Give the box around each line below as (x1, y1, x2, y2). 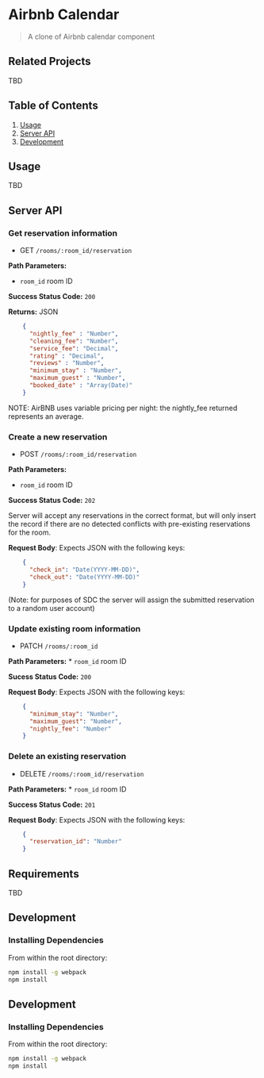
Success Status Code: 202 (8, 496, 96, 505)
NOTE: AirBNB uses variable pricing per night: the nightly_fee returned (8, 403, 238, 412)
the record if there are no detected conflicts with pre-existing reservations (8, 520, 251, 529)
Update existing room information (8, 623, 141, 634)
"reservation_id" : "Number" (29, 838, 123, 846)
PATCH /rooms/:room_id (19, 641, 98, 650)
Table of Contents (8, 99, 99, 113)
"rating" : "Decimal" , (29, 351, 105, 360)
